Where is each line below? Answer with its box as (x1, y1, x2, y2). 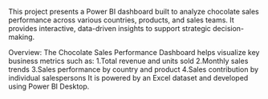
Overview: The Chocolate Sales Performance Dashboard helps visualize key (8, 48, 260, 57)
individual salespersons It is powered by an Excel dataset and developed (8, 73, 249, 82)
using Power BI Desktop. (8, 81, 90, 91)
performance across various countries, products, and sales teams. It (8, 15, 234, 25)
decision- (212, 24, 245, 33)
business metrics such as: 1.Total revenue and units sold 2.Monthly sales (8, 56, 249, 65)
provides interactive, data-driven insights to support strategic (8, 24, 211, 33)
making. (8, 32, 35, 42)
